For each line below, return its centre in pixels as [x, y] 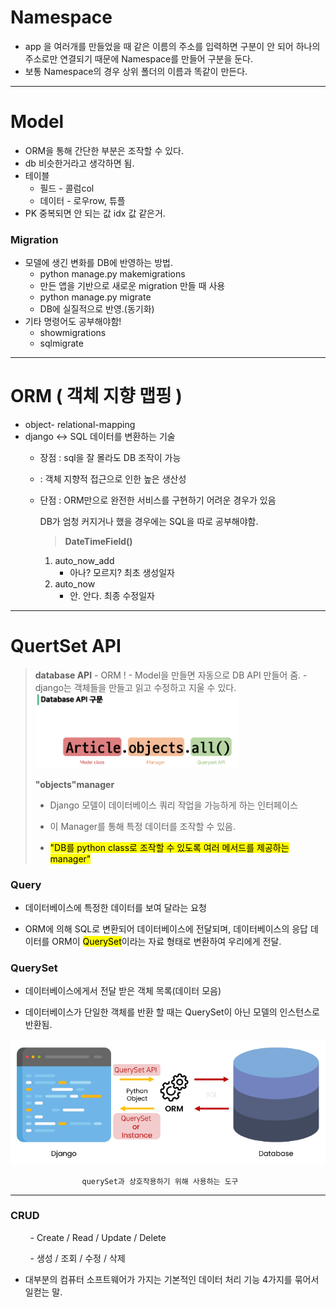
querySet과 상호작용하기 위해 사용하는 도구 [160, 1181]
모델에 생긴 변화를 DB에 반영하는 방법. [98, 263]
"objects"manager [74, 784]
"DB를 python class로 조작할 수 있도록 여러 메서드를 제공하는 [169, 847]
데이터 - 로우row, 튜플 [82, 200]
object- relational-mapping [80, 425]
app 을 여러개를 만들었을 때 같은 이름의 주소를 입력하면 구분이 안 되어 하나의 [172, 46]
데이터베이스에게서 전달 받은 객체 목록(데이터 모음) [123, 991]
